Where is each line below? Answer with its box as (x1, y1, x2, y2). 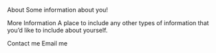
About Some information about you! (7, 6, 109, 14)
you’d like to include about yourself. (7, 26, 108, 34)
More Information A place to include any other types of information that (7, 19, 209, 26)
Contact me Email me (7, 39, 67, 47)
